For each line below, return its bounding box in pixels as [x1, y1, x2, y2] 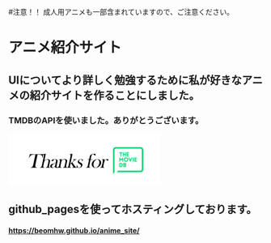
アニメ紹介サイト [8, 39, 122, 57]
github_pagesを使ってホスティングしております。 [8, 202, 257, 216]
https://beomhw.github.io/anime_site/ [8, 225, 140, 235]
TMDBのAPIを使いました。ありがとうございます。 [8, 114, 204, 126]
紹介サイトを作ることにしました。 [29, 88, 200, 102]
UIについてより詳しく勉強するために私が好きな [8, 73, 243, 87]
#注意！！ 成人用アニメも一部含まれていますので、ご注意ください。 [8, 7, 235, 16]
